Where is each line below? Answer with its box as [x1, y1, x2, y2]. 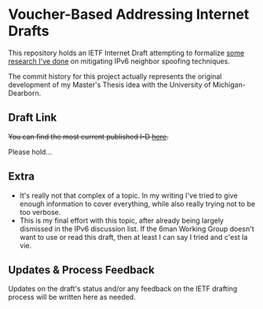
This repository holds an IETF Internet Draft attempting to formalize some [8, 48, 245, 57]
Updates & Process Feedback [8, 263, 155, 276]
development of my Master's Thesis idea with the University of [8, 80, 211, 89]
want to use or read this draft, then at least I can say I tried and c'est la [19, 232, 248, 242]
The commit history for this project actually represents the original [8, 71, 222, 81]
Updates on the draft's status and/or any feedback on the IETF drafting [8, 284, 238, 293]
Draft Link [8, 111, 57, 125]
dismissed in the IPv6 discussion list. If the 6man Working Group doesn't [19, 224, 255, 233]
